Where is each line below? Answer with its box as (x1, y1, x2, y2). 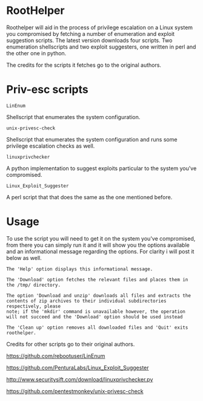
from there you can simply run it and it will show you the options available (6, 241, 190, 248)
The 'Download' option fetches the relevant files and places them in (6, 276, 188, 283)
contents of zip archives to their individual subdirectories (6, 298, 167, 304)
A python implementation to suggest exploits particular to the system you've (6, 165, 197, 172)
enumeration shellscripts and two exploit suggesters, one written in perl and (6, 43, 196, 50)
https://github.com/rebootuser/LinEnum (6, 352, 105, 359)
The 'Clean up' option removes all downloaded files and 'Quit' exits (6, 324, 188, 331)
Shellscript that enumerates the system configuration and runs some (6, 135, 178, 143)
